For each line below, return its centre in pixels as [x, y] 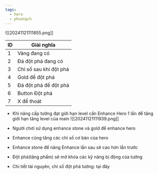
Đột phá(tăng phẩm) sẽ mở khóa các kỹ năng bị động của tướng [77, 157]
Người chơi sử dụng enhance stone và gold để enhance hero [74, 128]
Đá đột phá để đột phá [43, 85]
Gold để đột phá [36, 77]
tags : [11, 10]
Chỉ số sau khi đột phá [43, 70]
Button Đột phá [35, 93]
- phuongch [21, 19]
